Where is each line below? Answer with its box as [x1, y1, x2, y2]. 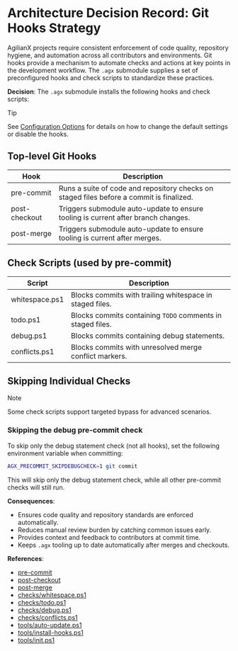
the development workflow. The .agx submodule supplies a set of [7, 66, 198, 74]
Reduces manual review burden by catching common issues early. [17, 526, 212, 534]
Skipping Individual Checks [7, 375, 131, 387]
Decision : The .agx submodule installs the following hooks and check [7, 87, 210, 96]
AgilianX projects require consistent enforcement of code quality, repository [7, 43, 229, 52]
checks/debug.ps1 [17, 606, 72, 614]
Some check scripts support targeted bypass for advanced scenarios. [7, 407, 212, 416]
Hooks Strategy [7, 20, 101, 36]
